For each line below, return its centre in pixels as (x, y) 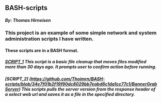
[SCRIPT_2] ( (18, 79)
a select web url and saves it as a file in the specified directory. (70, 94)
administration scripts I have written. (49, 39)
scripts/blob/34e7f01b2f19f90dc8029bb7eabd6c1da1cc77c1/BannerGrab (81, 84)
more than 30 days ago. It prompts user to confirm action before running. (81, 67)
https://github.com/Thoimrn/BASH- (68, 79)
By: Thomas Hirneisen (28, 20)
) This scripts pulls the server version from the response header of (87, 89)
